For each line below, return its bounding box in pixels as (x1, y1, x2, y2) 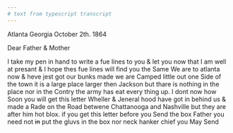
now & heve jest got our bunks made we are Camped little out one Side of (7, 72, 222, 81)
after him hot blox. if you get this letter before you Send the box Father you (7, 110, 225, 118)
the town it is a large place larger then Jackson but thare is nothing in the (7, 79, 220, 88)
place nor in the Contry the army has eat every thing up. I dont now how (7, 87, 217, 96)
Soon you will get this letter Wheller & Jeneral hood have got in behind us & (7, 95, 227, 103)
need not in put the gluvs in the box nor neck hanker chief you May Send (7, 117, 219, 126)
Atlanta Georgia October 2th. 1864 (7, 30, 107, 38)
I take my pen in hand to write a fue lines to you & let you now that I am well (7, 57, 227, 66)
